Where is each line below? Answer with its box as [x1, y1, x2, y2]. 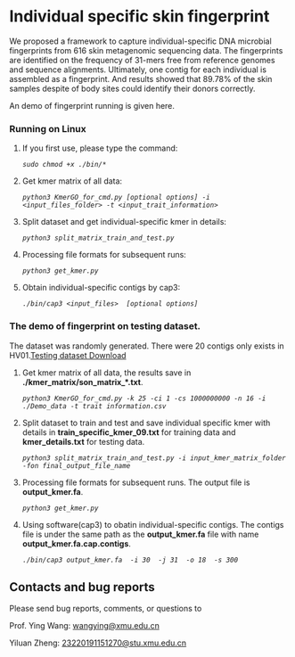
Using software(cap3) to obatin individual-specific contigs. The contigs [21, 519, 284, 530]
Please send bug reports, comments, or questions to [9, 604, 202, 614]
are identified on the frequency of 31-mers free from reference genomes [9, 54, 275, 65]
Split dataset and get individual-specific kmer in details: [21, 217, 227, 227]
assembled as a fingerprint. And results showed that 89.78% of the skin [9, 73, 273, 84]
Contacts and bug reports [9, 579, 156, 595]
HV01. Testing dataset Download [9, 349, 127, 360]
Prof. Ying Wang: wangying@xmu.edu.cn [9, 620, 160, 631]
